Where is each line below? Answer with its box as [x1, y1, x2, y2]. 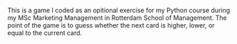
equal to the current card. [7, 28, 83, 37]
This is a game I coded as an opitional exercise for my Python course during [7, 6, 231, 14]
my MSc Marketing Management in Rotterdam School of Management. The [7, 13, 227, 22]
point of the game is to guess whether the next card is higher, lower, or [7, 21, 215, 29]
